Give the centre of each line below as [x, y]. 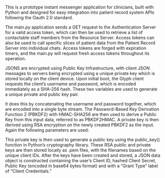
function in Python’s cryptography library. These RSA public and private [78, 145]
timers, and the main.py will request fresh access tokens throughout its [77, 53]
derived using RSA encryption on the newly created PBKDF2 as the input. [80, 125]
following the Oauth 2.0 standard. [39, 18]
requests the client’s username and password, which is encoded [71, 84]
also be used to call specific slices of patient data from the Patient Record [80, 43]
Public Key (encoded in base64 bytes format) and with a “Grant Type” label [82, 166]
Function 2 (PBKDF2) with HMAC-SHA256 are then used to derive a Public [81, 114]
